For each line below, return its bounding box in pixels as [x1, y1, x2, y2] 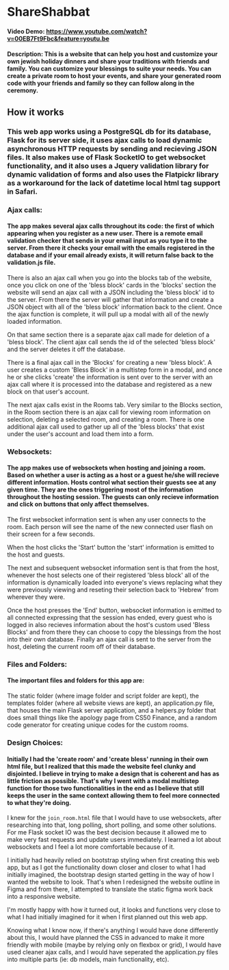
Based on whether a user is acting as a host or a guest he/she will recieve [7, 471, 220, 479]
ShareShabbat [7, 4, 90, 20]
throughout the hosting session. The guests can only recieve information [7, 493, 219, 501]
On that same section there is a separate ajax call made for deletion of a [7, 330, 210, 339]
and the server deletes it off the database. [7, 345, 125, 353]
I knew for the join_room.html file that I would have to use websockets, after [7, 814, 221, 822]
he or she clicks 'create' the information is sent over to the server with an [7, 372, 213, 381]
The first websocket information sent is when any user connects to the [7, 515, 206, 524]
